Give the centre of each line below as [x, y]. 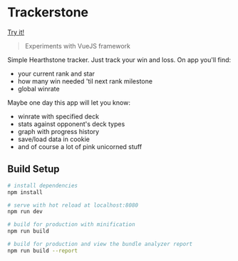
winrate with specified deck [58, 116]
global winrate [38, 88]
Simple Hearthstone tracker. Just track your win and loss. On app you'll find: [119, 60]
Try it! [16, 32]
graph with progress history [58, 131]
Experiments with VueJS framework [77, 46]
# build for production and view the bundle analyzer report [100, 244]
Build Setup [33, 169]
